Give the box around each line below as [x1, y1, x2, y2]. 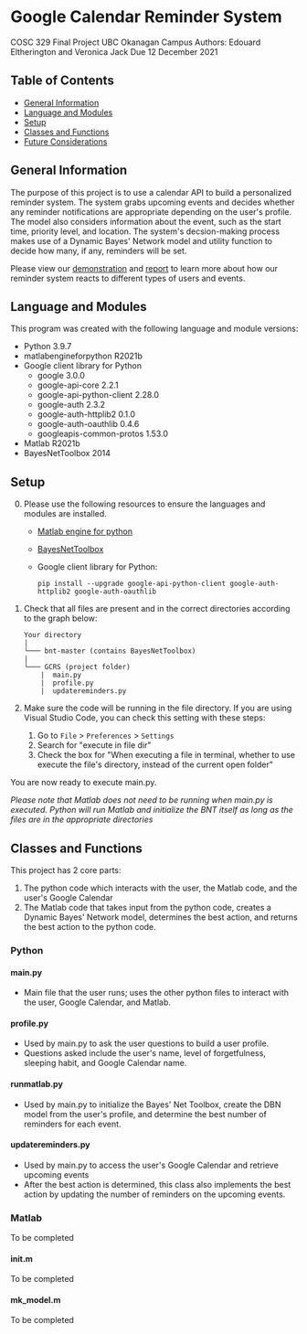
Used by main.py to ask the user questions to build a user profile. [23, 1038, 270, 1049]
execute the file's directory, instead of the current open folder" [37, 759, 273, 770]
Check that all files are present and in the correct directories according [23, 603, 291, 614]
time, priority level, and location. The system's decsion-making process [10, 226, 281, 237]
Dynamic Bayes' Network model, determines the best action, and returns [23, 912, 298, 923]
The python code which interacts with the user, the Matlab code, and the [23, 882, 298, 893]
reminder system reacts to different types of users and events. [10, 272, 246, 283]
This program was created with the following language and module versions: [10, 323, 299, 335]
